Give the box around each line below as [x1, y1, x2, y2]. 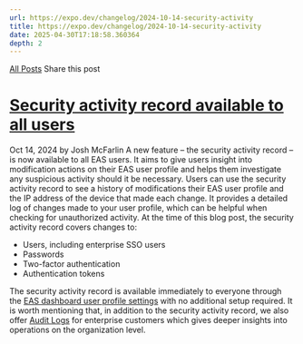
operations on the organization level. [9, 324, 146, 336]
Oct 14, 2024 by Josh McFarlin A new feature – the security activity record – [9, 144, 294, 155]
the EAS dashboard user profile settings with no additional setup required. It [9, 296, 293, 307]
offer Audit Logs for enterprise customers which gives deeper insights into [9, 315, 288, 326]
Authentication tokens [22, 269, 105, 280]
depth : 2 [9, 38, 43, 48]
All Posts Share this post [9, 64, 101, 74]
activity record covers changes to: [9, 221, 138, 232]
